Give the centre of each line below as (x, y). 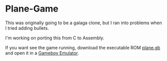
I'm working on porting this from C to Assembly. (55, 38)
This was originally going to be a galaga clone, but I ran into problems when (84, 23)
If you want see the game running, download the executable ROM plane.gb (83, 47)
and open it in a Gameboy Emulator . (42, 53)
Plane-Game (32, 9)
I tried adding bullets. (27, 28)
